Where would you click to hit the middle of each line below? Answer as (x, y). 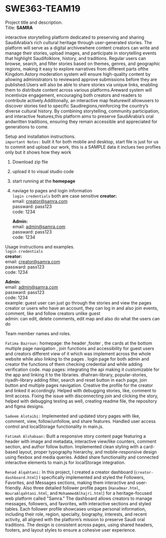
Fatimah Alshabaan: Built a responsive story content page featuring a (76, 436)
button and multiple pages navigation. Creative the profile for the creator (79, 385)
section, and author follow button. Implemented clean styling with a (74, 446)
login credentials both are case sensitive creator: (65, 196)
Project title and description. (34, 22)
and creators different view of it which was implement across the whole (78, 354)
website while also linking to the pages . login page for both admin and (77, 359)
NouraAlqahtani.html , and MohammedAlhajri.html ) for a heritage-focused (79, 493)
